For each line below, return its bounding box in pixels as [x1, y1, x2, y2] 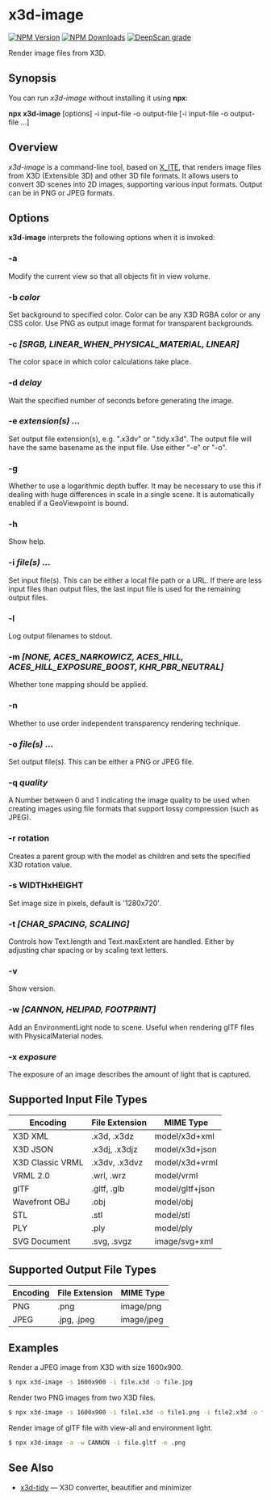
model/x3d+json [154, 1144, 218, 1155]
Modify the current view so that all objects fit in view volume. [8, 271, 211, 280]
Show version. [8, 984, 56, 993]
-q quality [8, 777, 48, 788]
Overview [8, 141, 59, 154]
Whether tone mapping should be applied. [8, 680, 148, 689]
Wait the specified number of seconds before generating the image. [8, 395, 234, 405]
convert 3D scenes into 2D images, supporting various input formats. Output [8, 179, 263, 189]
